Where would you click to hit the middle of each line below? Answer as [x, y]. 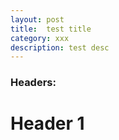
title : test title [51, 29]
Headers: [33, 83]
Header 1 [47, 123]
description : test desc [60, 47]
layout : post [37, 19]
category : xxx [40, 38]
